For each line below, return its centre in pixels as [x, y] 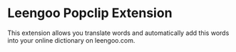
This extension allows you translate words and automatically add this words [118, 33]
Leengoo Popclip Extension [90, 13]
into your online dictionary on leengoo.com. [71, 40]
